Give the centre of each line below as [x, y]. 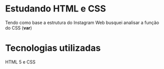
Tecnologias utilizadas [53, 48]
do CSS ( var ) [19, 27]
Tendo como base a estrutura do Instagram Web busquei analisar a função [82, 22]
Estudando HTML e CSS [56, 9]
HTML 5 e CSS [20, 62]
